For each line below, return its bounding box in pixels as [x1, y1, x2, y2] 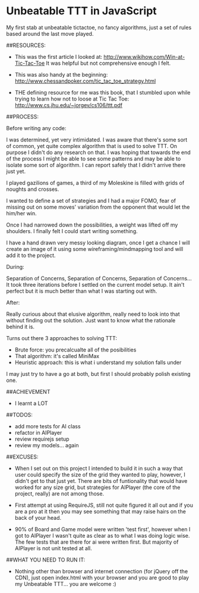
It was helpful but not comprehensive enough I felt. [46, 59, 171, 67]
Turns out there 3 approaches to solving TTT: [6, 334, 118, 341]
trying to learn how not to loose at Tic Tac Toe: [14, 95, 129, 102]
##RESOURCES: [6, 42, 46, 49]
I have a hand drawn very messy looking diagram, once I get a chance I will [6, 239, 190, 246]
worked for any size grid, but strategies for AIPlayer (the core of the [14, 484, 181, 491]
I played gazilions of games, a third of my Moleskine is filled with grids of [6, 179, 185, 186]
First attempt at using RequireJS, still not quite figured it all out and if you [14, 501, 193, 509]
